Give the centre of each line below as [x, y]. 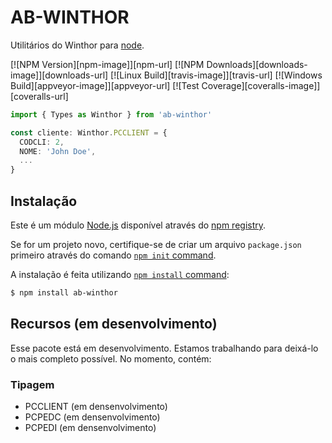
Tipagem [32, 384]
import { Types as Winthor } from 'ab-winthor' [111, 114]
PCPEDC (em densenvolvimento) [92, 417]
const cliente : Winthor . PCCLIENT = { [89, 132]
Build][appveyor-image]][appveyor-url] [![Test [105, 85]
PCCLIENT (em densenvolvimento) [96, 406]
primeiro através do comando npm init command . [113, 255]
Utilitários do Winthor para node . [77, 45]
